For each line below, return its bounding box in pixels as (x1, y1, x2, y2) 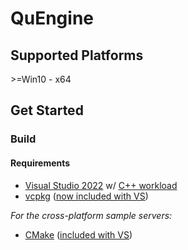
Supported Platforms (10, 47, 144, 64)
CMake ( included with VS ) (24, 228, 133, 241)
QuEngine (10, 7, 95, 30)
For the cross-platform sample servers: (10, 209, 173, 221)
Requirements (10, 157, 71, 169)
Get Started (10, 102, 84, 119)
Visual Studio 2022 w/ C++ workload (24, 179, 178, 191)
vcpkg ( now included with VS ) (24, 190, 149, 202)
